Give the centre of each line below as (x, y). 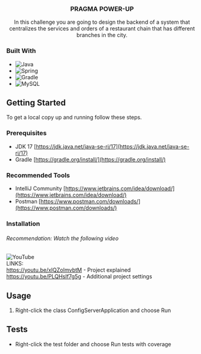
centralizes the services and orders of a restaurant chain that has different (102, 29)
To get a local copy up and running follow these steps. (74, 118)
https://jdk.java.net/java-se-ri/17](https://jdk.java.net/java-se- (112, 146)
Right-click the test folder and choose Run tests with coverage (93, 344)
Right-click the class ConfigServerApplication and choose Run (93, 310)
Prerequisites (26, 133)
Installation (23, 224)
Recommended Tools (38, 175)
